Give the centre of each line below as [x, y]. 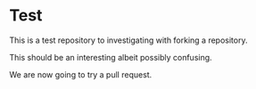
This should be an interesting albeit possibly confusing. [111, 57]
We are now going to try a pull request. [81, 74]
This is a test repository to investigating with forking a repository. [128, 40]
